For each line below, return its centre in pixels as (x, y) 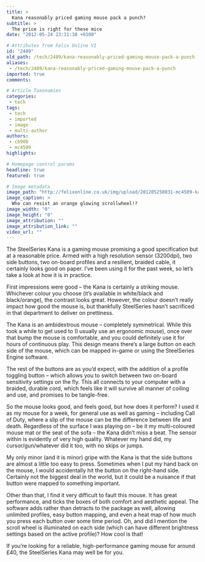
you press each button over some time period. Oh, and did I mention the (97, 521)
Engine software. (27, 357)
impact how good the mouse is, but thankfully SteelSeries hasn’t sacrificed (100, 306)
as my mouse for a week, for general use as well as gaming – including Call (101, 413)
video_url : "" (24, 232)
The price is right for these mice (57, 29)
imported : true (26, 74)
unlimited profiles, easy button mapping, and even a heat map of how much (101, 515)
